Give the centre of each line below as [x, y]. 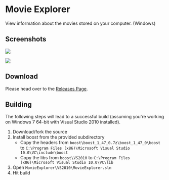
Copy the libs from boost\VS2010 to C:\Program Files [75, 158]
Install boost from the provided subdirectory [58, 137]
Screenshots [26, 39]
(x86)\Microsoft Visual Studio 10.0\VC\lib [67, 163]
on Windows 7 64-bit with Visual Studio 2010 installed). [63, 122]
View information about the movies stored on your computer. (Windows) [80, 23]
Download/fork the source [40, 132]
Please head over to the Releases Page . [47, 88]
